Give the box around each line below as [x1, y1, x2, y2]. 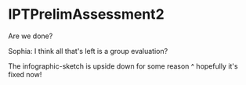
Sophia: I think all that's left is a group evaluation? [8, 46, 168, 55]
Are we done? [8, 31, 53, 41]
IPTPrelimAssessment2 [8, 5, 165, 23]
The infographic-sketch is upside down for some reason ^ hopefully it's [8, 61, 238, 71]
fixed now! [8, 69, 42, 79]
